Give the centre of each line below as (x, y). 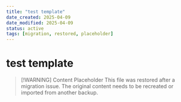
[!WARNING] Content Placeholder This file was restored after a (98, 80)
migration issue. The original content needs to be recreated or (97, 86)
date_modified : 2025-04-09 (40, 23)
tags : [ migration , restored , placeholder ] (60, 34)
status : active (25, 28)
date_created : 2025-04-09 (38, 17)
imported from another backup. (59, 92)
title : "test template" (36, 12)
